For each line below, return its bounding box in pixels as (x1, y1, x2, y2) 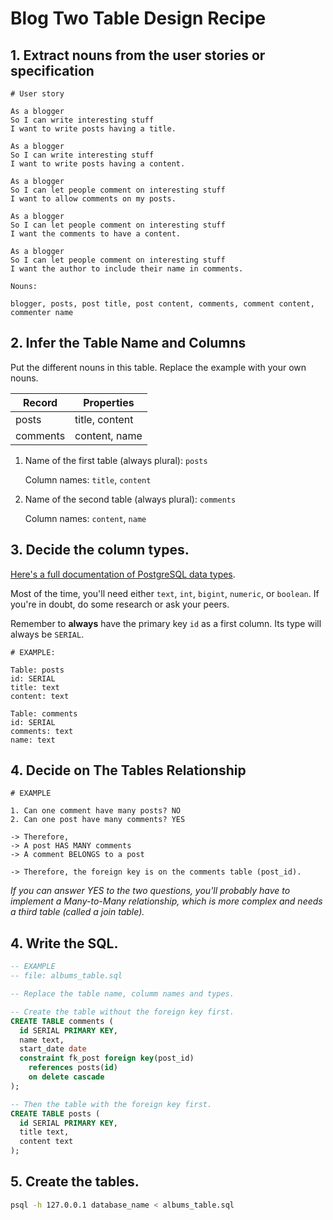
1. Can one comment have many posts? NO (10, 806, 182, 816)
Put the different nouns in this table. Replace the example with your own (10, 361, 307, 373)
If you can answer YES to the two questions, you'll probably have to (10, 885, 291, 897)
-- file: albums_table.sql (10, 971, 123, 981)
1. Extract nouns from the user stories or (10, 47, 266, 64)
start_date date (19, 1044, 87, 1054)
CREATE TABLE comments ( (10, 1016, 114, 1026)
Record (22, 395, 58, 409)
